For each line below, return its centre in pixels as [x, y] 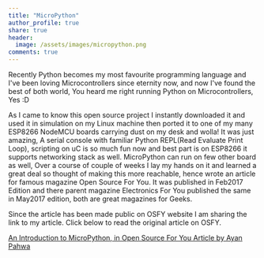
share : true [28, 30]
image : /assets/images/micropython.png [81, 45]
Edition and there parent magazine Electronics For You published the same [130, 191]
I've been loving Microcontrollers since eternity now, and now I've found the [132, 83]
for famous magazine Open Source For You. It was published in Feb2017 [126, 182]
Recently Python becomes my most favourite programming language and [127, 75]
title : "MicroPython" [44, 15]
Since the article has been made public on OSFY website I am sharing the [128, 214]
